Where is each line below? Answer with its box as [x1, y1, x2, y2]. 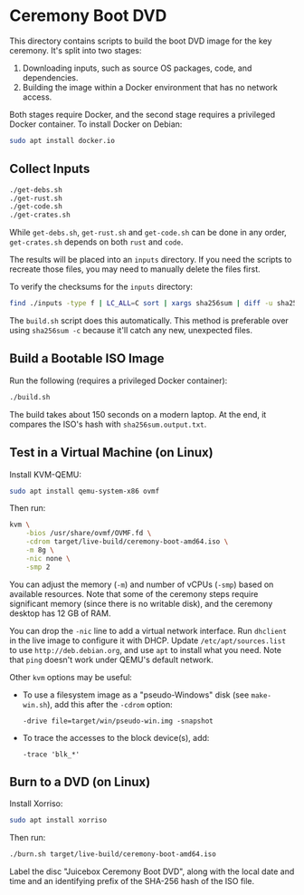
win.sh [22, 700, 48, 709]
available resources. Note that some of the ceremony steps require [9, 588, 259, 599]
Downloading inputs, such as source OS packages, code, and [22, 63, 252, 73]
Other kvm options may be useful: [9, 671, 133, 682]
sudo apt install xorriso [9, 816, 107, 825]
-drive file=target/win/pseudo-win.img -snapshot [22, 717, 214, 726]
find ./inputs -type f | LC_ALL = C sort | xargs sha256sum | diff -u [9, 299, 273, 308]
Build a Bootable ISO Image [9, 351, 165, 367]
